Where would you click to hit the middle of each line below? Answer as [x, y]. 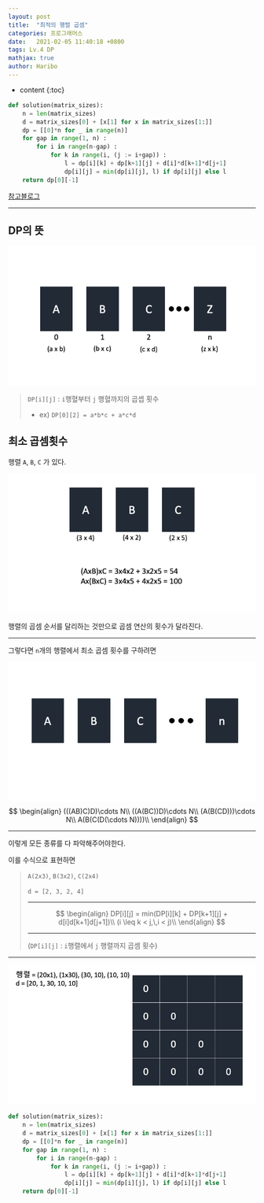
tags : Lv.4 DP [31, 50]
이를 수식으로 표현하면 [42, 860]
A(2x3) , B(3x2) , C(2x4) [63, 875]
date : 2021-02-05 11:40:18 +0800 [66, 42]
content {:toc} [42, 90]
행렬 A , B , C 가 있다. [37, 461]
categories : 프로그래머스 [46, 33]
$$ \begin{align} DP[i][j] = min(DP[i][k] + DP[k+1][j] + [142, 913]
